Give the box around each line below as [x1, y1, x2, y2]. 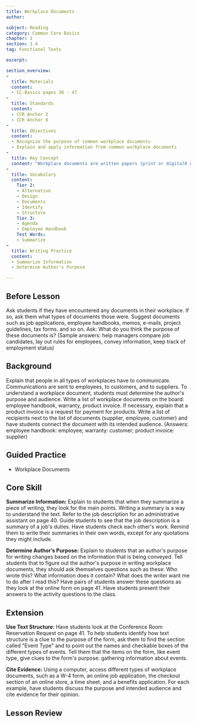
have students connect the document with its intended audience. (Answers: [6, 421, 189, 428]
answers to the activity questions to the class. [6, 591, 117, 598]
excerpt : [6, 57, 28, 63]
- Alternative [16, 188, 51, 194]
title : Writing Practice [11, 248, 72, 254]
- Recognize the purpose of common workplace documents [11, 139, 151, 145]
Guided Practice [6, 450, 66, 460]
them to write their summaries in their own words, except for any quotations [6, 529, 189, 536]
